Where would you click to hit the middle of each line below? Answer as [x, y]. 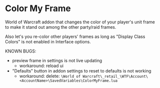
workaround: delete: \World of [50, 76]
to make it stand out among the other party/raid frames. [61, 27]
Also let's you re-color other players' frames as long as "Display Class [75, 36]
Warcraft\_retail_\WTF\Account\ [115, 76]
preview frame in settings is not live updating [57, 60]
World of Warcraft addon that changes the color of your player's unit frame [80, 22]
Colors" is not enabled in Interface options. [48, 41]
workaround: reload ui [41, 66]
